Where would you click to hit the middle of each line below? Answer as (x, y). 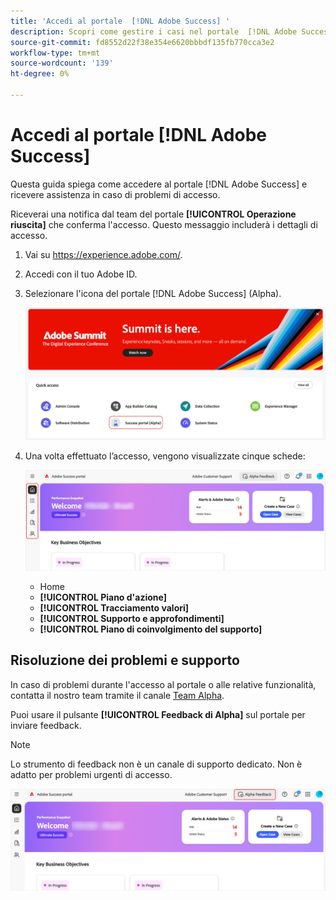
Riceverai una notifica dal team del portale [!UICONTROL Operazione (153, 214)
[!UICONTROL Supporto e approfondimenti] (132, 618)
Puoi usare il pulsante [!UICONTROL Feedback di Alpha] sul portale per (158, 714)
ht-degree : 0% (40, 74)
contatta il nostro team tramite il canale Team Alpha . (117, 695)
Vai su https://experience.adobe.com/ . (103, 254)
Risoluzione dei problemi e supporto (125, 660)
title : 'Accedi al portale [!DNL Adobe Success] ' (120, 21)
